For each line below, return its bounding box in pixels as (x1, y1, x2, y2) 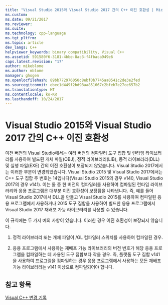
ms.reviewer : (5, 21, 33, 27)
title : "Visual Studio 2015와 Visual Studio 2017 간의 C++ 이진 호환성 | (5, 7, 154, 13)
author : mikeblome (5, 64, 44, 69)
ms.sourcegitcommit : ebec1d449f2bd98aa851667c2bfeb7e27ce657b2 (5, 82, 140, 87)
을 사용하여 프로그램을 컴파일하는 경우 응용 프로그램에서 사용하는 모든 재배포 (12, 258, 161, 264)
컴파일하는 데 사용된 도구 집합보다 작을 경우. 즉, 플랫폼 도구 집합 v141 (26, 252, 160, 258)
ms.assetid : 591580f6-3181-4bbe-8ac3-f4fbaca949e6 (5, 54, 113, 59)
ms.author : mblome (5, 69, 44, 74)
